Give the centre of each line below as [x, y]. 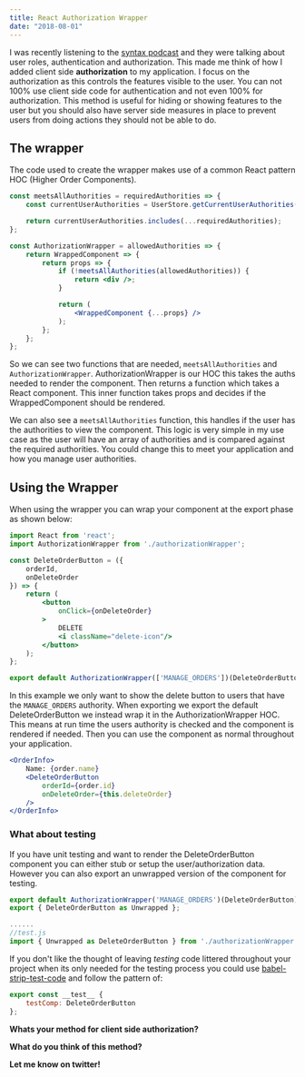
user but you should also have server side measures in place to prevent [143, 110]
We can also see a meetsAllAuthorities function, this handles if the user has [152, 420]
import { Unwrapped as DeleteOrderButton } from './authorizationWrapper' [154, 942]
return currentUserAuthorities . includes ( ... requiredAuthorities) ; [154, 222]
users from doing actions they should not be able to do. [113, 120]
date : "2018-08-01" [46, 26]
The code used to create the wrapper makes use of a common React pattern [152, 170]
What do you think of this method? [76, 1046]
